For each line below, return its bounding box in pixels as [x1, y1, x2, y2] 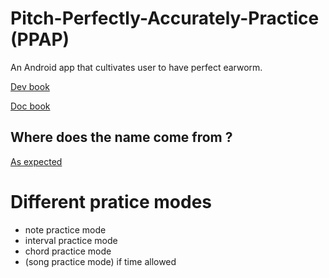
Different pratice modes [10, 190, 213, 213]
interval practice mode [24, 234, 118, 246]
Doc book [10, 100, 51, 112]
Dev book [10, 80, 50, 92]
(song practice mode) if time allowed [24, 255, 177, 267]
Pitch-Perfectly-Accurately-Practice [10, 7, 320, 30]
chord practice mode [24, 245, 112, 257]
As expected [10, 155, 63, 167]
